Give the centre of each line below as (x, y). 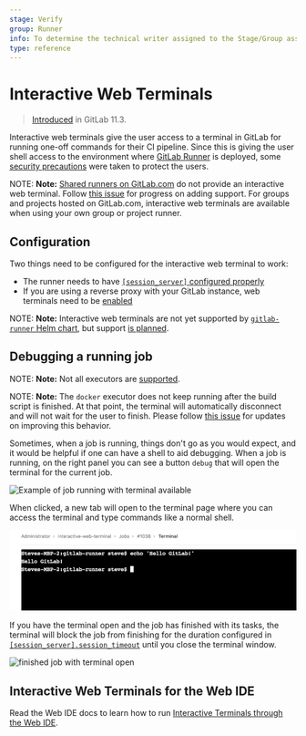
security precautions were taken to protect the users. (109, 166)
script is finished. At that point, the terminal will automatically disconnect (146, 406)
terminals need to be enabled (77, 301)
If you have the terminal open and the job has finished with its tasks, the (144, 626)
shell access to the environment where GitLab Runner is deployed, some (145, 157)
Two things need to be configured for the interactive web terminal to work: (149, 264)
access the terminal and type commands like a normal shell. (122, 517)
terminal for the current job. (61, 472)
